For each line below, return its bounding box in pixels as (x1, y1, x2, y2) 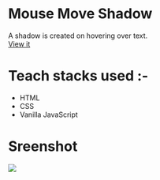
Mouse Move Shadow (8, 5, 153, 23)
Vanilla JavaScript (19, 110, 79, 119)
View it (8, 39, 31, 48)
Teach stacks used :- (8, 67, 149, 85)
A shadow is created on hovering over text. (8, 31, 148, 40)
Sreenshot (8, 137, 78, 156)
